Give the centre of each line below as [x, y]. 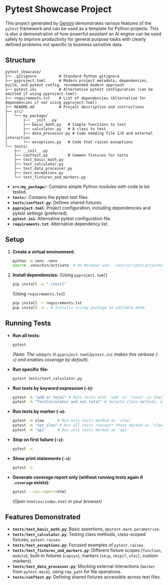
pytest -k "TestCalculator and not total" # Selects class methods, [85, 402]
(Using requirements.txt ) [38, 294]
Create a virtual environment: [43, 251]
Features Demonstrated [43, 517]
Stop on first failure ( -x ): [38, 440]
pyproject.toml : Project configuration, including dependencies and [81, 208]
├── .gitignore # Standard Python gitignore [62, 76]
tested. [20, 192]
